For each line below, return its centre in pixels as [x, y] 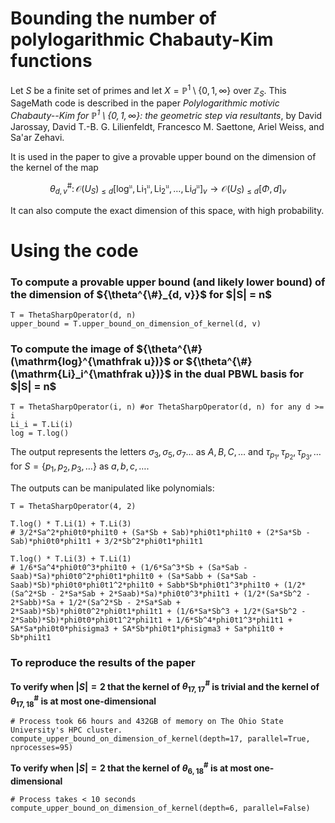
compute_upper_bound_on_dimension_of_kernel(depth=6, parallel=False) [160, 808]
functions [51, 61]
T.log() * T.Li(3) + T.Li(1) [71, 559]
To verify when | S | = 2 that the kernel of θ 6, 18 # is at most [131, 768]
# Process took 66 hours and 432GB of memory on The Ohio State [147, 722]
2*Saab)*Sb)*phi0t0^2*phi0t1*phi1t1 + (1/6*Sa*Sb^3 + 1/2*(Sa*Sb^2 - [158, 612]
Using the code [74, 250]
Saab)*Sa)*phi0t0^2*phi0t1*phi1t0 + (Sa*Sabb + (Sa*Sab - [133, 577]
